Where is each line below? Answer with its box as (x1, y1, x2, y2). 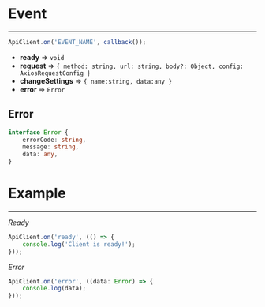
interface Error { (8, 128, 69, 137)
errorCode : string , (22, 136, 87, 144)
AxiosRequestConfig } (19, 69, 91, 77)
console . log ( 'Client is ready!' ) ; (22, 240, 136, 249)
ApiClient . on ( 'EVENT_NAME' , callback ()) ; (8, 38, 147, 46)
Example (8, 185, 66, 202)
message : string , (22, 143, 80, 151)
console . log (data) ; (22, 285, 87, 293)
